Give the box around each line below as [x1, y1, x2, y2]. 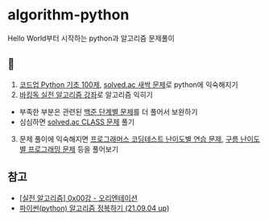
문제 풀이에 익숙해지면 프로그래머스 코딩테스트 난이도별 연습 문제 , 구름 [19, 134, 239, 144]
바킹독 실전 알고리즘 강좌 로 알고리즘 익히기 [19, 90, 154, 99]
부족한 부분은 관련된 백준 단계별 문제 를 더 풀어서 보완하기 [19, 106, 198, 116]
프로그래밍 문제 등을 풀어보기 [27, 144, 118, 154]
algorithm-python [7, 6, 130, 24]
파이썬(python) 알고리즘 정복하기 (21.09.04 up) [19, 203, 170, 213]
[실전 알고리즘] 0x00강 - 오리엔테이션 [19, 193, 138, 202]
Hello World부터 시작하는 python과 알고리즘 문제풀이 [7, 33, 175, 43]
